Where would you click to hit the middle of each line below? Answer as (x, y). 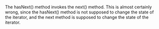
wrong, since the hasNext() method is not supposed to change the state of (79, 12)
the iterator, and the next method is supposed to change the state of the (77, 17)
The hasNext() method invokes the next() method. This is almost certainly (79, 7)
